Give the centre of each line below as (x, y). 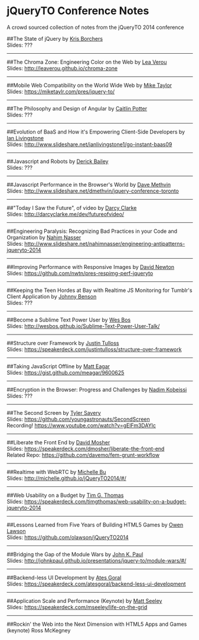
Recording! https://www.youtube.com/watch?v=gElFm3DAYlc (81, 425)
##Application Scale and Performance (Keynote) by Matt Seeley (84, 600)
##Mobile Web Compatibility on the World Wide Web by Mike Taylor (89, 85)
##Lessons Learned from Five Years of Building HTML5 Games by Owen (95, 525)
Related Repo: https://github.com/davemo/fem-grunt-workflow (83, 455)
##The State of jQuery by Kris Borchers (55, 38)
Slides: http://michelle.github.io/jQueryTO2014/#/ (66, 478)
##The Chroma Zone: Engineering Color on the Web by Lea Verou (87, 62)
